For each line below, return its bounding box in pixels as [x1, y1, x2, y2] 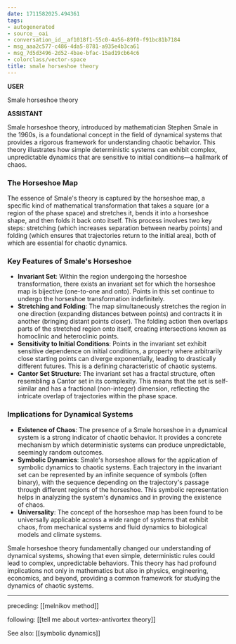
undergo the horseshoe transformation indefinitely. [17, 295, 165, 303]
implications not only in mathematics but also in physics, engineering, [7, 566, 209, 574]
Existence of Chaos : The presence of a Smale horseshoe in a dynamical [17, 425, 228, 434]
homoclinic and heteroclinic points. [17, 332, 119, 341]
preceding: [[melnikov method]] [7, 601, 100, 610]
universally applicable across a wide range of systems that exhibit [17, 515, 209, 524]
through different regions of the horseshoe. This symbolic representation [17, 485, 229, 493]
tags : [7, 17, 23, 24]
